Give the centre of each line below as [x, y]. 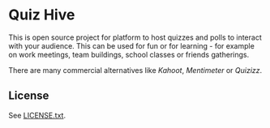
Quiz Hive [42, 15]
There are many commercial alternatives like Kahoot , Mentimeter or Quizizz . [135, 70]
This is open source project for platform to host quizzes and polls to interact [135, 37]
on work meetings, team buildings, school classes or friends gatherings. [129, 54]
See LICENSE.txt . [37, 115]
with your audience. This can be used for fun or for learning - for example [132, 45]
